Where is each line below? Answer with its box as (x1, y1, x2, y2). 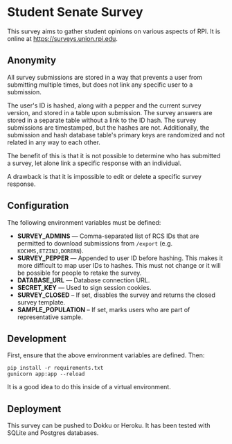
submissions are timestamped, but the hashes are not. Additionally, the (7, 123, 210, 132)
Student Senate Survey (7, 4, 143, 20)
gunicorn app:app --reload (7, 370, 85, 378)
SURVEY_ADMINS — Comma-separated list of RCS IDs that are (17, 232, 199, 240)
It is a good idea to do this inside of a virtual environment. (7, 383, 171, 391)
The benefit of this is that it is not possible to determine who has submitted (7, 151, 221, 160)
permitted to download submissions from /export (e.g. (17, 239, 173, 247)
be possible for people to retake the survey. (17, 268, 142, 277)
